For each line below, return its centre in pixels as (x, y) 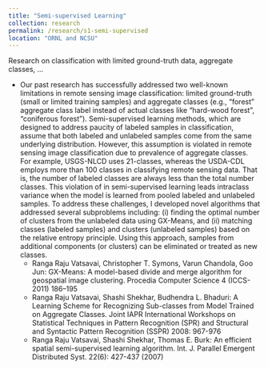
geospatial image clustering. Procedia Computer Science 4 (129, 280)
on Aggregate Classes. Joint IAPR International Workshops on (134, 315)
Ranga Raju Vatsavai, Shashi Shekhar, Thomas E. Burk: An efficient (142, 340)
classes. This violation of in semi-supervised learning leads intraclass (134, 187)
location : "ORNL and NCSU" (53, 38)
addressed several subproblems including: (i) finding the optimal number (140, 212)
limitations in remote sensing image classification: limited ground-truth (136, 94)
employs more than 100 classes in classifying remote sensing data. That (138, 170)
